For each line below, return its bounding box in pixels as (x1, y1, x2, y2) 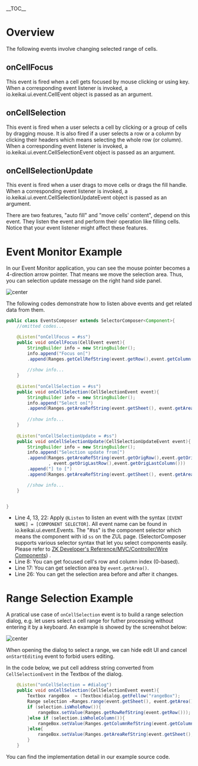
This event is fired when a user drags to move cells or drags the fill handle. (6, 182, 187, 189)
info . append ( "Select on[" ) (27, 400, 94, 406)
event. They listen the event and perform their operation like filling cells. (6, 218, 181, 225)
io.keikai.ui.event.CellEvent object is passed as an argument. (6, 91, 153, 98)
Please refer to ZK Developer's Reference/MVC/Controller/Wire (14, 545, 168, 552)
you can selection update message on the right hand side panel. (6, 277, 162, 285)
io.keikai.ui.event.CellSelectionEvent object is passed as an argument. (6, 148, 176, 156)
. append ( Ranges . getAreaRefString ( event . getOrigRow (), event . (27, 455, 178, 461)
